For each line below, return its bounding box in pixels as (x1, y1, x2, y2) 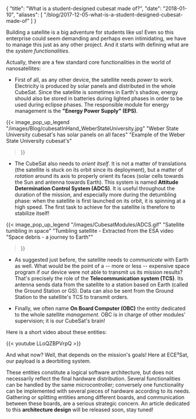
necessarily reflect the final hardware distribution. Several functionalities (6, 375, 181, 382)
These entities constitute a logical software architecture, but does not (6, 369, 174, 376)
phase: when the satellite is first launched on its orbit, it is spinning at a (14, 197, 185, 204)
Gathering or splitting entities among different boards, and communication (6, 394, 185, 400)
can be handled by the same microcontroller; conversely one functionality (6, 382, 184, 388)
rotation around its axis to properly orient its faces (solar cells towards (14, 173, 184, 179)
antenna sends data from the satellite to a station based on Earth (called (14, 281, 188, 288)
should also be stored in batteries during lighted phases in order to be (14, 95, 183, 102)
